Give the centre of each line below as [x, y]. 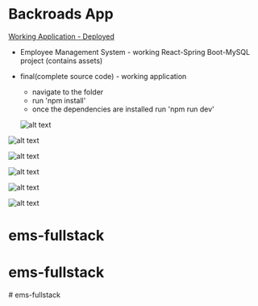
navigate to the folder [68, 92]
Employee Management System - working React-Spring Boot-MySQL [135, 52]
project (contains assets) [61, 61]
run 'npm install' [59, 100]
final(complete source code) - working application [103, 76]
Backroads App [61, 14]
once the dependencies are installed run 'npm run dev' [123, 109]
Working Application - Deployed [62, 36]
